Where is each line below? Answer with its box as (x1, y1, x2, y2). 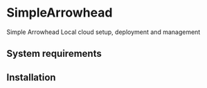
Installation (6, 71, 56, 83)
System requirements (6, 48, 102, 60)
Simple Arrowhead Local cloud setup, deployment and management (6, 28, 201, 36)
